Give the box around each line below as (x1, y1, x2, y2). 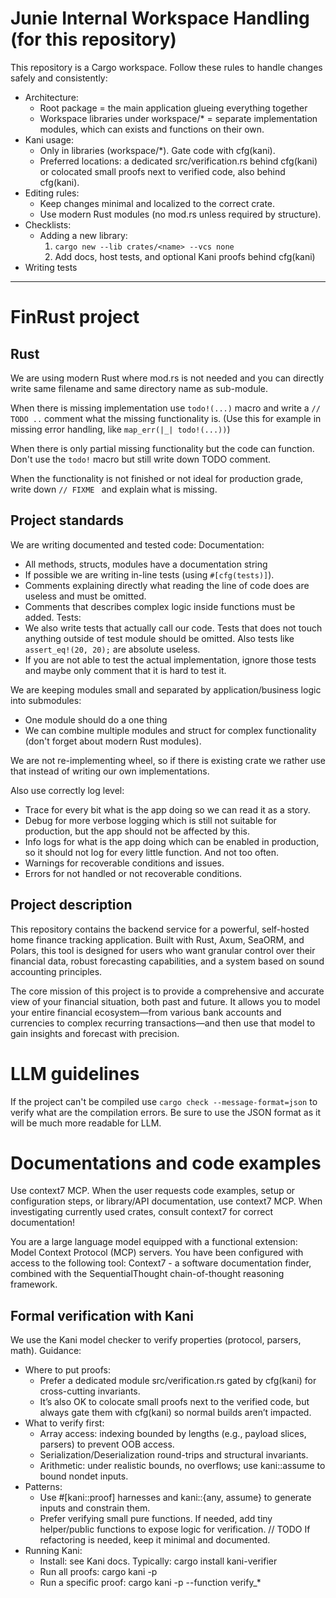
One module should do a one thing (24, 713, 168, 726)
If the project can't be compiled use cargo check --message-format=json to (10, 1095, 318, 1107)
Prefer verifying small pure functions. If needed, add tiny (39, 1513, 273, 1525)
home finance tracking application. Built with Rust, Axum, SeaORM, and (10, 933, 305, 946)
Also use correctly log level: (10, 784, 125, 796)
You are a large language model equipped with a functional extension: (10, 1236, 298, 1248)
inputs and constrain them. (39, 1502, 151, 1514)
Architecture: (24, 91, 79, 103)
